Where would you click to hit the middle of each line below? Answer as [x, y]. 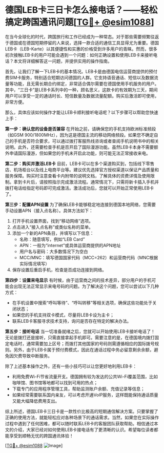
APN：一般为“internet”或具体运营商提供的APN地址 [70, 245]
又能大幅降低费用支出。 [36, 401]
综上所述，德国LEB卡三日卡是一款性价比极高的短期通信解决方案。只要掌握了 [82, 411]
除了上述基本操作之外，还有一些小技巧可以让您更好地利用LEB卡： [71, 366]
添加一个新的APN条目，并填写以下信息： [53, 233]
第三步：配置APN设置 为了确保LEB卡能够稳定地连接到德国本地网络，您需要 [81, 204]
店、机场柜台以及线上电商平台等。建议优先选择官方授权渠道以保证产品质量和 [82, 169]
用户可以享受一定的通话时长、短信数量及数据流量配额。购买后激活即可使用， [82, 96]
